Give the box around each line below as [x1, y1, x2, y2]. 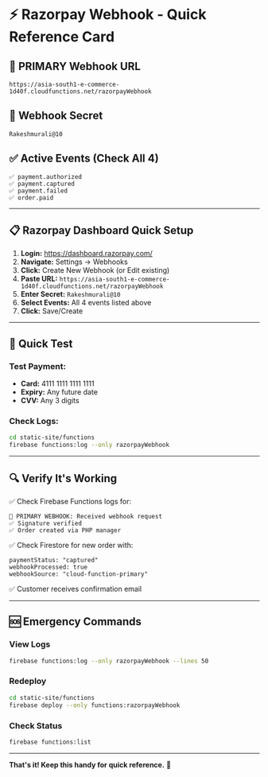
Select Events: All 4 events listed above [20, 298, 152, 308]
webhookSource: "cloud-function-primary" [9, 569, 149, 578]
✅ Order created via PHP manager [9, 526, 122, 534]
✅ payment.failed [9, 187, 68, 195]
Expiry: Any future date [20, 387, 99, 397]
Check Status [9, 720, 63, 731]
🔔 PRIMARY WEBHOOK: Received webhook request [9, 512, 162, 520]
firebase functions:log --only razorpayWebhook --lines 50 [9, 657, 209, 665]
